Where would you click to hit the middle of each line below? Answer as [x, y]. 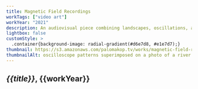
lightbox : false [26, 33]
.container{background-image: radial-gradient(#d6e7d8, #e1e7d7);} [96, 44]
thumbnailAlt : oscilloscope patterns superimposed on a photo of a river [99, 55]
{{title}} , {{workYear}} [48, 79]
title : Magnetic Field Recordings [49, 11]
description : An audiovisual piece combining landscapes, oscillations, [97, 28]
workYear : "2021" [27, 22]
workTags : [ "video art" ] [37, 17]
